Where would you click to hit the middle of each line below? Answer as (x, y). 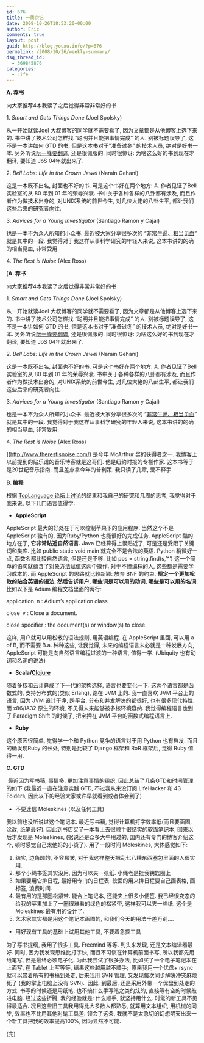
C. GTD (16, 768)
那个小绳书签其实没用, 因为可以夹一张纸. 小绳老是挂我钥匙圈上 (93, 873)
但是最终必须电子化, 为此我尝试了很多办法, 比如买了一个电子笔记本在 (111, 960)
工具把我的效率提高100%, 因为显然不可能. (69, 1021)
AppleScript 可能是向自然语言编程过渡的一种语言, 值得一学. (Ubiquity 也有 (98, 653)
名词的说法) (31, 661)
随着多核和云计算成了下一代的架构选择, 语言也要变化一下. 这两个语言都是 (97, 685)
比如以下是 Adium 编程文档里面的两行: (54, 589)
